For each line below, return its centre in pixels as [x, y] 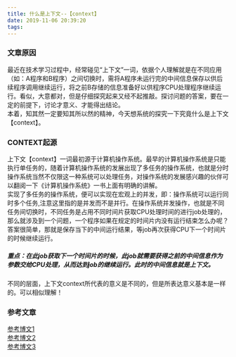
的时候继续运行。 [32, 238]
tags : [15, 27]
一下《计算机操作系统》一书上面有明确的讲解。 [93, 185]
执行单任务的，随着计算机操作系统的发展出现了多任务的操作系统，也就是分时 [118, 168]
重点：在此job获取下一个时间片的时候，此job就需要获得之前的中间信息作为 [115, 256]
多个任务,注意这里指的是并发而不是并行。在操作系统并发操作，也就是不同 [119, 203]
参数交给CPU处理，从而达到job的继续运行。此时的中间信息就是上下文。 [111, 264]
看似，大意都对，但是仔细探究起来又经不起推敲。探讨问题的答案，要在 [121, 96]
